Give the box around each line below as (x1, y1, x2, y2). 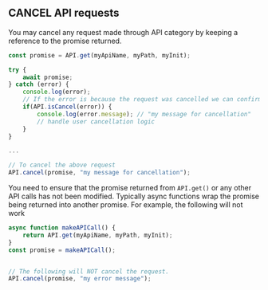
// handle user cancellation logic (37, 117, 156, 126)
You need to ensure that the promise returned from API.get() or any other (8, 183, 252, 193)
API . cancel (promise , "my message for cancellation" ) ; (8, 169, 191, 177)
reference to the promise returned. (8, 36, 122, 45)
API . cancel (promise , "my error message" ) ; (8, 275, 152, 283)
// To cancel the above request (8, 161, 116, 170)
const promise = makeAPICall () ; (8, 246, 116, 254)
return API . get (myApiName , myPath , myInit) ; (22, 231, 173, 239)
